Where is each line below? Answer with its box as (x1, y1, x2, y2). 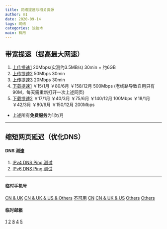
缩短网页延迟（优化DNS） (5, 133, 84, 141)
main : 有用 (5, 30, 26, 35)
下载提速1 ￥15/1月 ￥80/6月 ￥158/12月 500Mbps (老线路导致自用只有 (12, 83, 155, 89)
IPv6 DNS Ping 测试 (12, 166, 53, 172)
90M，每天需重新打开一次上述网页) (12, 89, 85, 95)
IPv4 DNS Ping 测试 (12, 160, 53, 166)
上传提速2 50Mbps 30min (12, 70, 65, 76)
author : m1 (5, 12, 28, 17)
